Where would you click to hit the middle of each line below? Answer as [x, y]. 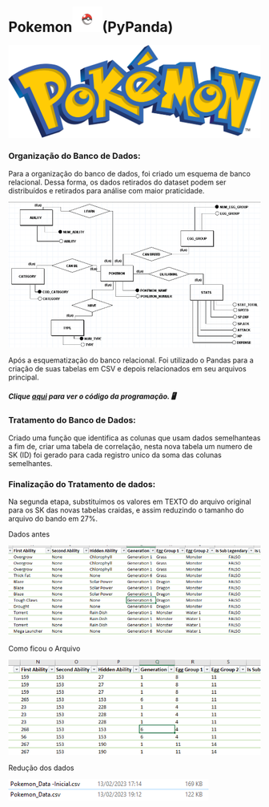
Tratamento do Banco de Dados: [72, 420]
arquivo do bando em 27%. [53, 519]
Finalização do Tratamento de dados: [82, 484]
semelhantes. [30, 463]
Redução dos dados [41, 768]
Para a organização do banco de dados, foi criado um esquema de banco [129, 173]
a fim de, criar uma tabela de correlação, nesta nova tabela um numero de [130, 446]
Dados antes [29, 534]
